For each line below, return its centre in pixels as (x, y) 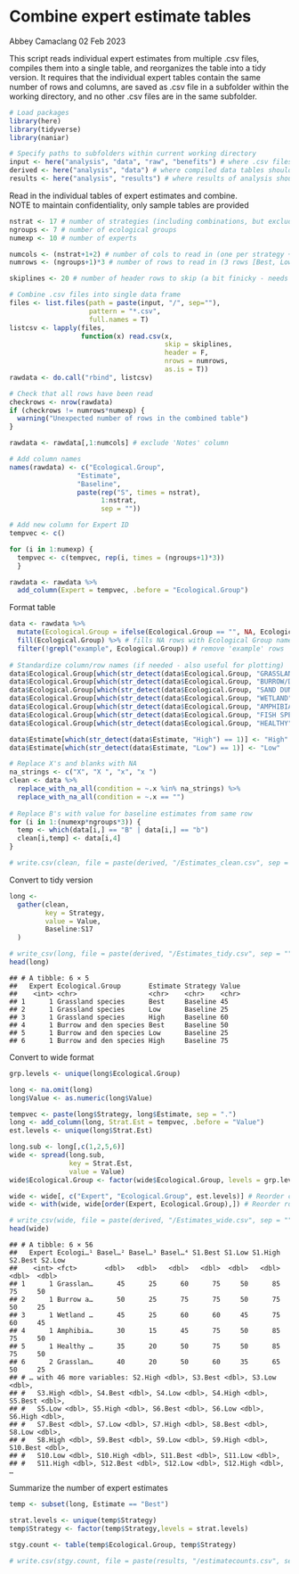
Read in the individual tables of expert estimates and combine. (123, 195)
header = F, (186, 353)
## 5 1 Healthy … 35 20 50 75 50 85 (145, 1346)
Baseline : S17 (69, 930)
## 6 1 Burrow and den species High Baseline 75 (119, 1040)
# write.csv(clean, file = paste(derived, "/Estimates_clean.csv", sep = (149, 863)
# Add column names (45, 460)
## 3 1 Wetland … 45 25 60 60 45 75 (145, 1315)
